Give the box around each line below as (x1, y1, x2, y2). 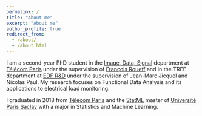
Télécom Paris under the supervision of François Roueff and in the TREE (6, 65, 187, 72)
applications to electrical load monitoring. (6, 85, 110, 92)
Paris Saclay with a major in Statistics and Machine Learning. (6, 103, 159, 110)
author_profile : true (6, 25, 61, 32)
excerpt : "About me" (6, 20, 59, 26)
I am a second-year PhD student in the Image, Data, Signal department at (6, 59, 189, 66)
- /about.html (12, 43, 47, 49)
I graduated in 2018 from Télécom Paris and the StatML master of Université (6, 96, 197, 103)
